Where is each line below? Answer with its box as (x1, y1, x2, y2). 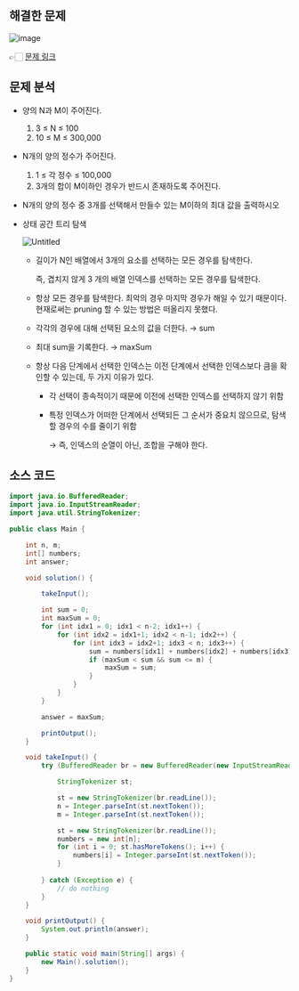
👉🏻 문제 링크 (9, 51, 56, 61)
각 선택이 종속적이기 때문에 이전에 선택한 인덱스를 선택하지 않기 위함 (48, 390, 285, 401)
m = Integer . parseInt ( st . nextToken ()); (56, 809, 205, 819)
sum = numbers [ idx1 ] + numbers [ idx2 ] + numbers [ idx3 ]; (88, 646, 296, 656)
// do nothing (56, 884, 109, 893)
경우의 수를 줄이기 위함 (58, 420, 137, 431)
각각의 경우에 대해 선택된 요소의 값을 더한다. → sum (35, 322, 215, 333)
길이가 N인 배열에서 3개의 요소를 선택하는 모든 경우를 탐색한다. (35, 255, 254, 265)
